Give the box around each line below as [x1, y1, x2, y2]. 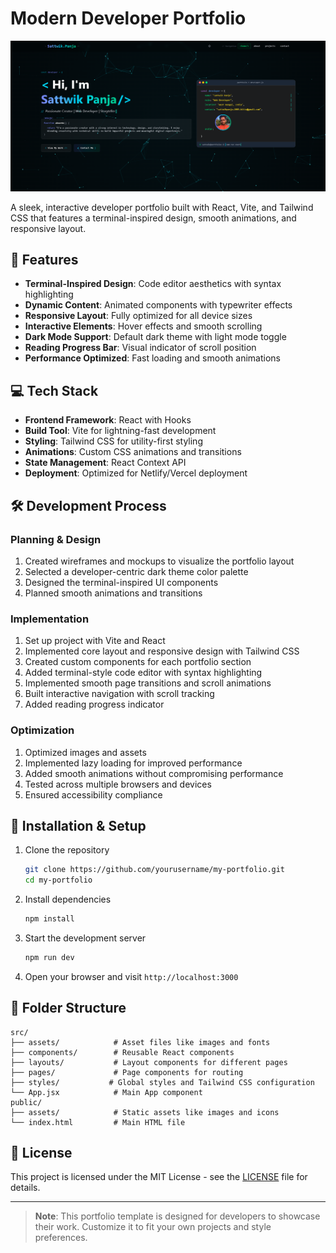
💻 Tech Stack [10, 382, 99, 399]
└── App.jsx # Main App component [10, 1087, 203, 1097]
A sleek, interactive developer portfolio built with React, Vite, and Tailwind [10, 201, 314, 213]
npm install [24, 914, 75, 924]
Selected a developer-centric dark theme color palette [24, 565, 249, 577]
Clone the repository [24, 844, 110, 856]
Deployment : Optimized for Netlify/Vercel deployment [24, 467, 248, 479]
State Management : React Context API [24, 457, 187, 469]
